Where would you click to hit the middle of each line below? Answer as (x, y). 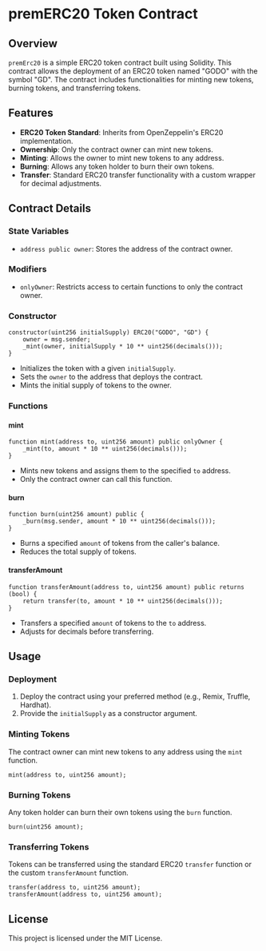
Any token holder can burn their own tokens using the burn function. (121, 812)
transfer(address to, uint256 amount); (75, 888)
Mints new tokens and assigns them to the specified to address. (125, 471)
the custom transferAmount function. (69, 873)
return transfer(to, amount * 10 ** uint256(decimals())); (123, 601)
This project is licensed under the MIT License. (85, 938)
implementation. (46, 141)
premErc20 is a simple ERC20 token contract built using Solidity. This (120, 62)
